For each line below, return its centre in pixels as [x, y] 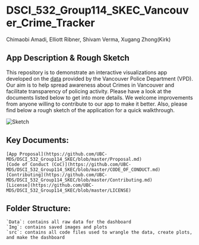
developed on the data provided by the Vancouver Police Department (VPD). [99, 78]
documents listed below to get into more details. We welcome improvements [99, 97]
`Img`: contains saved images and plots [57, 227]
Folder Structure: [39, 208]
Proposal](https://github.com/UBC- [64, 154]
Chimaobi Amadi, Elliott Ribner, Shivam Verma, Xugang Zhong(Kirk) [89, 39]
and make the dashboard [36, 238]
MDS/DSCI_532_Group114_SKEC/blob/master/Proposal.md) [74, 159]
